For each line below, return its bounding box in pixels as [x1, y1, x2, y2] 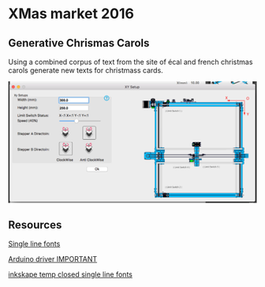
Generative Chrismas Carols [8, 36, 150, 50]
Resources [8, 218, 62, 232]
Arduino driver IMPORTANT [8, 255, 98, 264]
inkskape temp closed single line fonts [8, 270, 132, 279]
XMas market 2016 [8, 5, 134, 23]
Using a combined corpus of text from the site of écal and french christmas [8, 57, 253, 66]
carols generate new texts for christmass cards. [8, 66, 163, 75]
